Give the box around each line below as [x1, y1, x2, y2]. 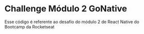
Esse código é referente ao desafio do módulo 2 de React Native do [4, 19, 140, 25]
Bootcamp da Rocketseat [4, 24, 55, 29]
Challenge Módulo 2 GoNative [4, 3, 128, 14]
